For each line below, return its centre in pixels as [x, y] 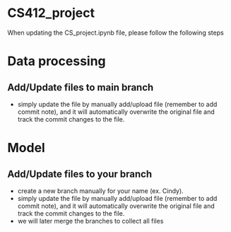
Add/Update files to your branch [80, 174]
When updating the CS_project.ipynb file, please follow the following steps [115, 33]
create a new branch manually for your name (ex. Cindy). [100, 191]
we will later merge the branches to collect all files [90, 221]
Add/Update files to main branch [81, 87]
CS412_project [51, 13]
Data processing [57, 61]
